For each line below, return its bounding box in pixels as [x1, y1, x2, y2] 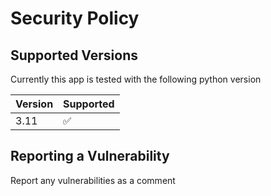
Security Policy [10, 7, 140, 30]
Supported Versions [10, 47, 138, 64]
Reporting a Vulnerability [10, 148, 170, 165]
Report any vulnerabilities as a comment [10, 174, 176, 186]
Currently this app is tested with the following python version [10, 73, 262, 85]
